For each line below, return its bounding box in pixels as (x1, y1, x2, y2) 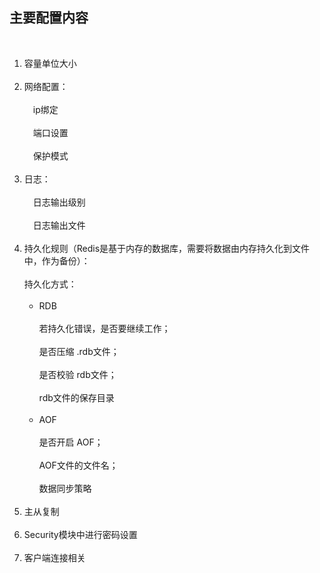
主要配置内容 (9, 9, 89, 27)
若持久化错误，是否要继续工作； (38, 322, 171, 334)
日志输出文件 (32, 219, 86, 231)
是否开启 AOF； (38, 436, 104, 448)
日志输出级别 (32, 196, 86, 208)
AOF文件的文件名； (38, 459, 119, 471)
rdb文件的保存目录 (38, 391, 115, 403)
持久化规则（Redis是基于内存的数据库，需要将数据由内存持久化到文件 (23, 242, 311, 254)
